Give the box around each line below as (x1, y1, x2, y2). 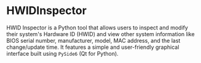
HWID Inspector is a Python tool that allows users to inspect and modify (6, 24, 189, 31)
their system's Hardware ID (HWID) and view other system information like (6, 30, 195, 37)
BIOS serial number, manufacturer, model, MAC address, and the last (6, 37, 181, 44)
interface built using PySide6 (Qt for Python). (6, 50, 119, 57)
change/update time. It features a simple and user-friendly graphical (6, 43, 179, 51)
